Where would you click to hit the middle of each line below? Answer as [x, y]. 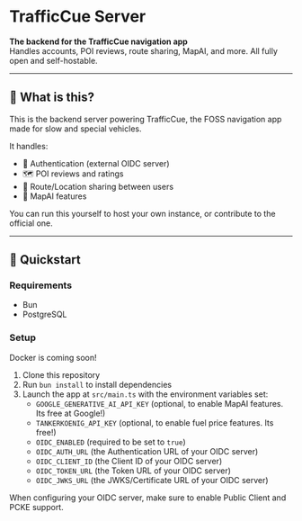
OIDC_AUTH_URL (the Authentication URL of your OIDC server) [147, 451]
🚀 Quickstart [45, 260]
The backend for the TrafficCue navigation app [99, 41]
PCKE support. [37, 507]
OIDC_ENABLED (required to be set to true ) [111, 442]
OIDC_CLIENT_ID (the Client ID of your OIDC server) [129, 461]
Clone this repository [61, 374]
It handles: [29, 146]
